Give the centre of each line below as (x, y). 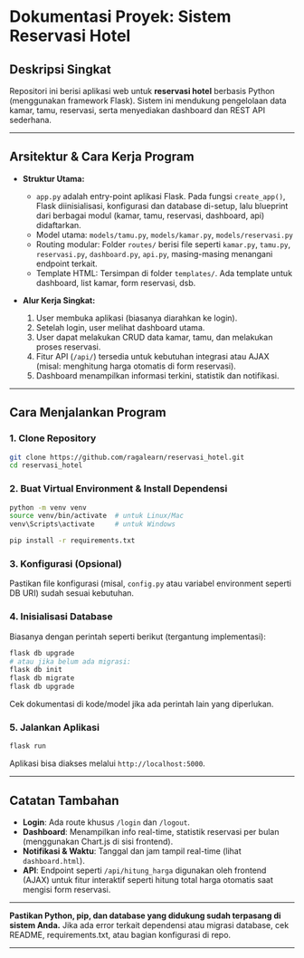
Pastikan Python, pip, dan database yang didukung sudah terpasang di (145, 915)
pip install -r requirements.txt (72, 541)
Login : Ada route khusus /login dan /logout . (106, 822)
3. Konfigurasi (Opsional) (66, 563)
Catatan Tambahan (64, 800)
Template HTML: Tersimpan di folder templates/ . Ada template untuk (164, 273)
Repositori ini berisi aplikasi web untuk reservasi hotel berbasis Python (142, 91)
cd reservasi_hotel (46, 465)
